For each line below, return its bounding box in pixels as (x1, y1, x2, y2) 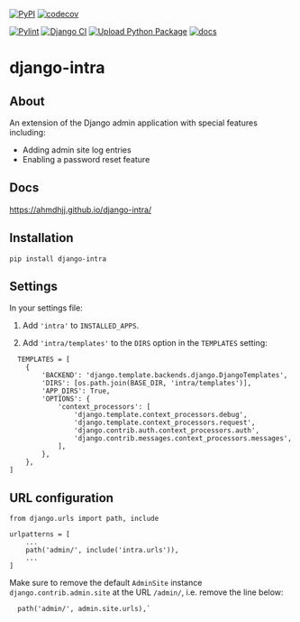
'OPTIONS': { (41, 395, 91, 404)
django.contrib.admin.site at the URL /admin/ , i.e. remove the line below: (9, 587, 284, 598)
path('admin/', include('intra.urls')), (25, 546, 179, 555)
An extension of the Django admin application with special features (9, 117, 259, 128)
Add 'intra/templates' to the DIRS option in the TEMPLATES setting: (22, 338, 268, 348)
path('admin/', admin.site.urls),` (17, 605, 151, 614)
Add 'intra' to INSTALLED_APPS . (22, 320, 140, 331)
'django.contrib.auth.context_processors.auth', (73, 426, 259, 435)
